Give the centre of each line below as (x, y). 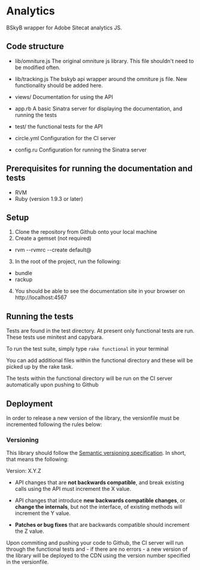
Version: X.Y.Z (24, 471)
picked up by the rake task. (40, 367)
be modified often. (38, 67)
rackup (24, 279)
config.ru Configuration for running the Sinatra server (81, 150)
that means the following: (37, 459)
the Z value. (30, 531)
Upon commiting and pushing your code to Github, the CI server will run (95, 543)
